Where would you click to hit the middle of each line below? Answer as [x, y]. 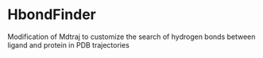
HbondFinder [52, 15]
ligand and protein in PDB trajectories [69, 44]
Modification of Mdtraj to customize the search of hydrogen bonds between [131, 37]
